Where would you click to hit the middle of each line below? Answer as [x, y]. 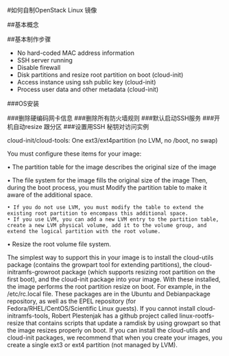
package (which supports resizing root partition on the [138, 272]
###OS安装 [23, 104]
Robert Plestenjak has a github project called [114, 316]
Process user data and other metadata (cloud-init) [88, 89]
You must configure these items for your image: [74, 154]
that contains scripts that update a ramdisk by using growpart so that [123, 323]
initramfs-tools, [28, 316]
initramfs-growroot [34, 272]
